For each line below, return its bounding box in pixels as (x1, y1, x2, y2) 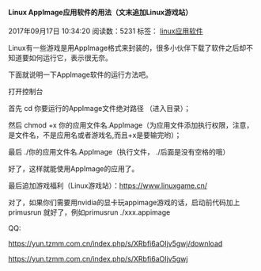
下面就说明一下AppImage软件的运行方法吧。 (8, 70, 153, 79)
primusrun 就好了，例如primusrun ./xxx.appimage (8, 208, 171, 217)
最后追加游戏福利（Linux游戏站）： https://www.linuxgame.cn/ (8, 181, 208, 190)
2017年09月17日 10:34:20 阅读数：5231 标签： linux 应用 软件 (8, 26, 203, 36)
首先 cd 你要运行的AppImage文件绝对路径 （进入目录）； (8, 104, 191, 113)
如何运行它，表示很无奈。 (28, 53, 112, 63)
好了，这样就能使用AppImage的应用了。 (8, 164, 139, 174)
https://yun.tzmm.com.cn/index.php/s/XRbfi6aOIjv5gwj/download (8, 239, 223, 249)
